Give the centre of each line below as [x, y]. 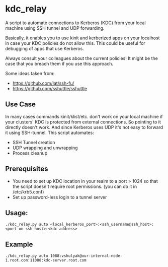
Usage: [17, 213]
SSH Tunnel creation [34, 142]
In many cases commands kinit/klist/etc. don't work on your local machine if [84, 116]
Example [19, 244]
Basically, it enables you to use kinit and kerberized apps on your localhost [82, 38]
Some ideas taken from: [30, 73]
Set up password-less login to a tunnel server [60, 197]
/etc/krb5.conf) [28, 191]
